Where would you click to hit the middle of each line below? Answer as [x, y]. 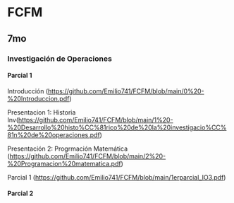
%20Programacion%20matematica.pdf [64, 163]
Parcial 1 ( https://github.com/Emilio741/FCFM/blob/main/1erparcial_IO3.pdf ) [117, 177]
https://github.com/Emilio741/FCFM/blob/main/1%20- [96, 120]
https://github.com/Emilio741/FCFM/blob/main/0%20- [126, 91]
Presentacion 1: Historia [42, 112]
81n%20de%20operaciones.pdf [54, 134]
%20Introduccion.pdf [38, 98]
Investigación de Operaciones [60, 59]
